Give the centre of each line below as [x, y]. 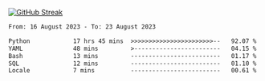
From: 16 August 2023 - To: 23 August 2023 [82, 27]
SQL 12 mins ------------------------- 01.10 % [132, 64]
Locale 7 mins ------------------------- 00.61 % [132, 71]
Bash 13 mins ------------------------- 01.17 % [132, 56]
